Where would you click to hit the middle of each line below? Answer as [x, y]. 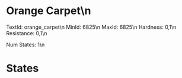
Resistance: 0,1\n [27, 33]
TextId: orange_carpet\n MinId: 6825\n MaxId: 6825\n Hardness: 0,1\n [91, 27]
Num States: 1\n [25, 45]
